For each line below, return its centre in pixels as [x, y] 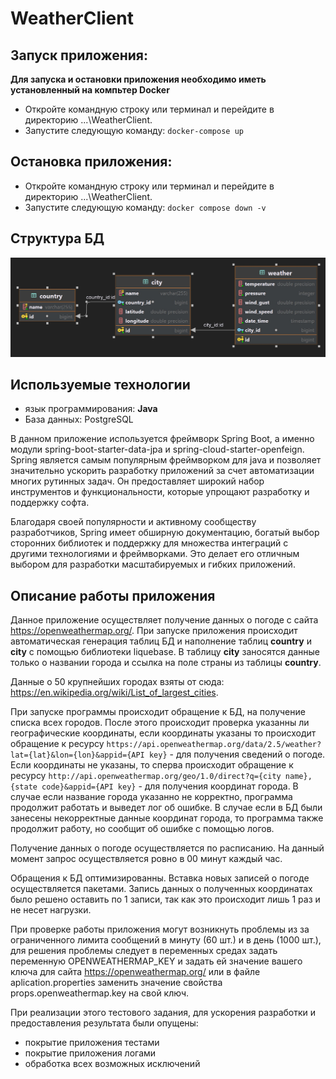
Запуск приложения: [79, 55]
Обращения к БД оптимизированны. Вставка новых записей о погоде [160, 878]
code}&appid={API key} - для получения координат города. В [170, 786]
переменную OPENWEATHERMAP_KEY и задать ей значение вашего [156, 961]
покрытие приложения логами [90, 1053]
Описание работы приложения [113, 595]
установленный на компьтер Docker [90, 90]
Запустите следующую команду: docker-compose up [134, 130]
